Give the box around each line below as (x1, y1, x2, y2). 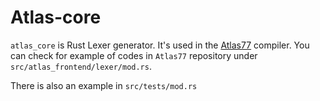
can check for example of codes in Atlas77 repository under (10, 49, 258, 61)
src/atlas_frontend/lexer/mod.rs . (10, 60, 152, 72)
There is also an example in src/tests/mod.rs (10, 79, 198, 91)
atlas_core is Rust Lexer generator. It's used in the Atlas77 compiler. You (10, 39, 310, 51)
